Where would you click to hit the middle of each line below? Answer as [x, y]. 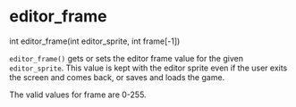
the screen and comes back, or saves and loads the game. [117, 77]
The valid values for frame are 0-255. [78, 95]
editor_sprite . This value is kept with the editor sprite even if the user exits [148, 68]
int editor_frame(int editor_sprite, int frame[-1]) [95, 41]
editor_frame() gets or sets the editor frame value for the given [127, 58]
